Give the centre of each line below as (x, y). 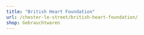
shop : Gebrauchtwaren (33, 23)
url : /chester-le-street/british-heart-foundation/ (72, 17)
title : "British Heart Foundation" (51, 12)
